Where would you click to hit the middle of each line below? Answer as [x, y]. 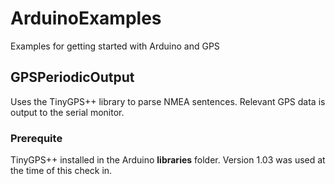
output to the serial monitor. [67, 112]
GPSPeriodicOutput [72, 77]
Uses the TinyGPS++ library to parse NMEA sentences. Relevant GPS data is [168, 101]
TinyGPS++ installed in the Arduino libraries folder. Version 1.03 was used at [168, 160]
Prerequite [36, 138]
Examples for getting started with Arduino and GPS [115, 46]
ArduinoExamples [86, 18]
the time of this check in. [61, 171]
